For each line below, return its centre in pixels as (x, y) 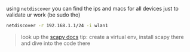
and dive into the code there (56, 43)
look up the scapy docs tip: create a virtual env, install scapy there (102, 37)
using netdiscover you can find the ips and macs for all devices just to (93, 9)
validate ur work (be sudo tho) (43, 15)
